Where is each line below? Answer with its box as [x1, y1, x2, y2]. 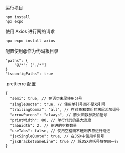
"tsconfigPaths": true [5, 71, 53, 76]
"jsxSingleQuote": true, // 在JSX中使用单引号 [10, 134, 105, 139]
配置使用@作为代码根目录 [5, 48, 59, 54]
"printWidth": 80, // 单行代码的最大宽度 [10, 118, 92, 123]
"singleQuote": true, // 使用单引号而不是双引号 [10, 101, 106, 107]
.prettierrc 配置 [5, 81, 36, 87]
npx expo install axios [5, 38, 56, 43]
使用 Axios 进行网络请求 [5, 28, 55, 34]
